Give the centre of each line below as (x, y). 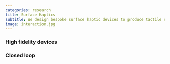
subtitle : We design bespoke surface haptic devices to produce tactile (83, 19)
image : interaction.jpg (30, 24)
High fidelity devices (31, 42)
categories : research (28, 10)
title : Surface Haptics (30, 15)
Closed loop (20, 55)
